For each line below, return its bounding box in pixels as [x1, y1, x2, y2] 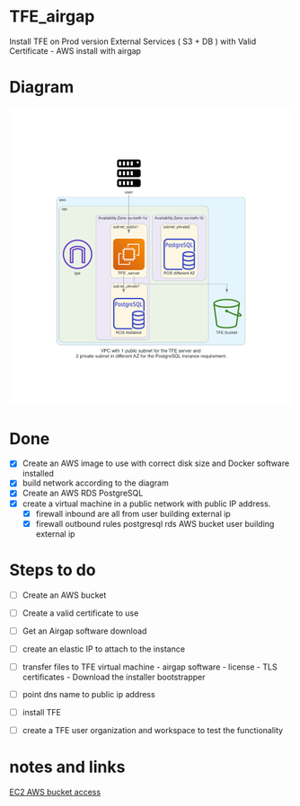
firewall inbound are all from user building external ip [35, 508, 231, 519]
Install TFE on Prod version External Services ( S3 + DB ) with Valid [9, 36, 257, 47]
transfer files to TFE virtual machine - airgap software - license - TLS [22, 661, 278, 672]
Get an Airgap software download [22, 626, 147, 636]
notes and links [9, 757, 126, 777]
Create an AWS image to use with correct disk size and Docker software [22, 458, 290, 469]
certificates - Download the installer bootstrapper [22, 671, 206, 682]
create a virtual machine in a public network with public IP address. [22, 498, 271, 509]
